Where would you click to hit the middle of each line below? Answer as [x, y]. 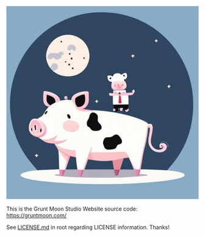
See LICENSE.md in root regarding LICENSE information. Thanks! [88, 227]
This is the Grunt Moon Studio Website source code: [72, 209]
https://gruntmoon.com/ [37, 215]
